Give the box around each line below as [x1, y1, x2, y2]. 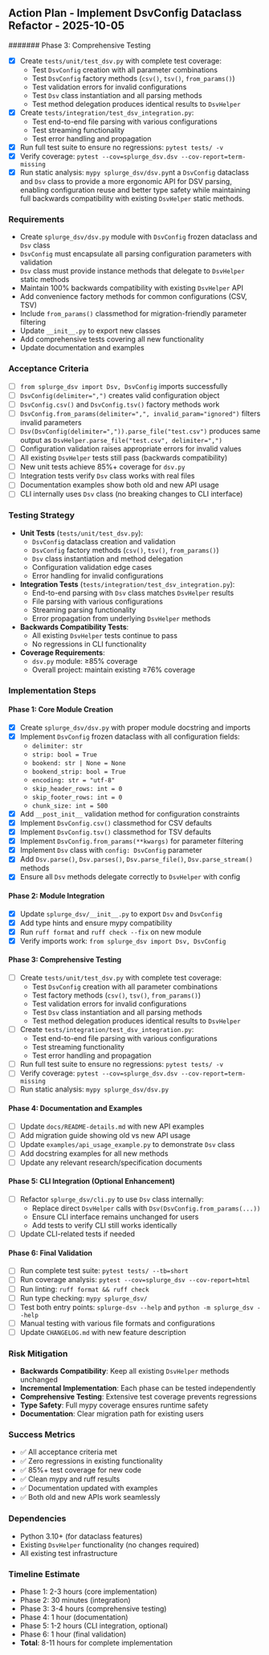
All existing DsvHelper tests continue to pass [31, 630, 178, 640]
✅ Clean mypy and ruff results [19, 1474, 120, 1484]
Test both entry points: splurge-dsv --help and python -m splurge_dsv [19, 1302, 255, 1312]
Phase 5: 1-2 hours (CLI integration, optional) [19, 1621, 169, 1631]
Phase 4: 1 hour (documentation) [19, 1612, 128, 1622]
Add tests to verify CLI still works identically [31, 1221, 177, 1231]
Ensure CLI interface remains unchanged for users [31, 1212, 199, 1222]
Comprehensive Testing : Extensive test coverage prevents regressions [19, 1392, 257, 1402]
